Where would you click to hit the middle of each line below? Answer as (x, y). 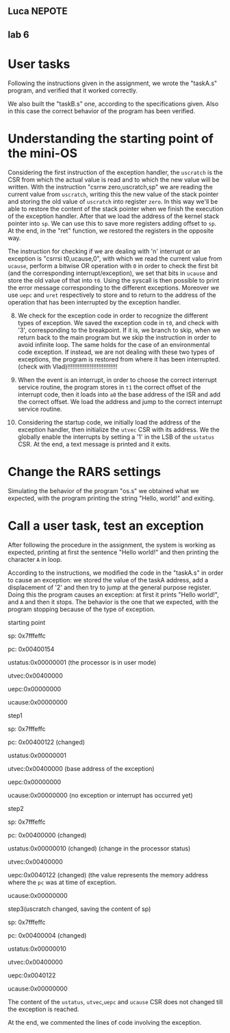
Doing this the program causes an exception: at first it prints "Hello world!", (114, 594)
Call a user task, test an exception (106, 526)
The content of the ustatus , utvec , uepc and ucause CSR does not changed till (115, 1001)
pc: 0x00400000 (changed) (47, 835)
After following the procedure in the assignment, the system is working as (112, 545)
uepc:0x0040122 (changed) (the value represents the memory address (108, 875)
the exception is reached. (43, 1009)
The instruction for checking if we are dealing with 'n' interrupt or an (104, 251)
